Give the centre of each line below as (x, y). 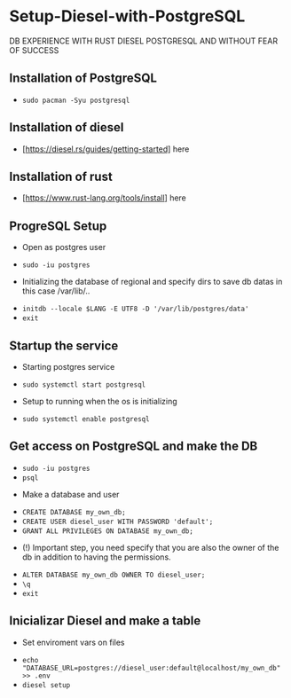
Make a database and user (71, 494)
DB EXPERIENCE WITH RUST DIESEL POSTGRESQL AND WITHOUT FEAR (143, 41)
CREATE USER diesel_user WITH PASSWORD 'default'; (118, 522)
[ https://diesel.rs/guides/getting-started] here (106, 149)
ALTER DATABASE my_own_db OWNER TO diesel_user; (114, 575)
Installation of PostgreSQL (83, 78)
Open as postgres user (64, 247)
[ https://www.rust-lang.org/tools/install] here (104, 198)
